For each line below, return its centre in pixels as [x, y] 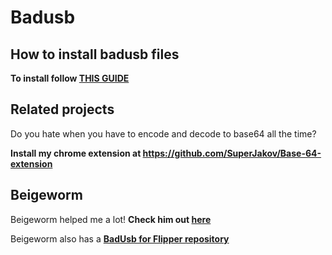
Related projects [62, 109]
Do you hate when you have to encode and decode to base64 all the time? [163, 133]
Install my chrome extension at [76, 153]
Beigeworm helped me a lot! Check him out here [111, 219]
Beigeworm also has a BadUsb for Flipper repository [120, 238]
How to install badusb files [95, 54]
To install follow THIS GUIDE [70, 78]
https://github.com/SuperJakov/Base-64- [232, 153]
